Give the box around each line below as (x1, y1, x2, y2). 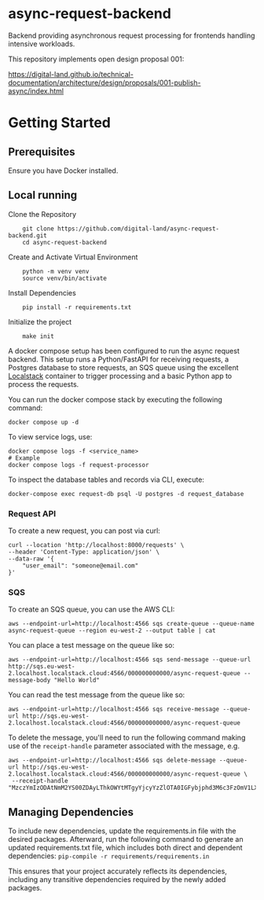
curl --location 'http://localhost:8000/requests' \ (8, 542, 185, 549)
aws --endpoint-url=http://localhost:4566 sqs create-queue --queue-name (8, 620, 255, 628)
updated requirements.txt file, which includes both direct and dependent (8, 843, 243, 853)
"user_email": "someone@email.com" (22, 562, 139, 570)
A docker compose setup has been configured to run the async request (8, 346, 240, 355)
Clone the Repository (8, 209, 77, 219)
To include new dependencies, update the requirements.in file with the (8, 826, 236, 836)
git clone (22, 225, 55, 233)
